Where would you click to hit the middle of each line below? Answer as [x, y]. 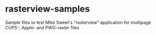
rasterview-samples [48, 9]
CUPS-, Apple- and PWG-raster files [42, 27]
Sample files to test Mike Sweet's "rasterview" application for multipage [78, 22]
